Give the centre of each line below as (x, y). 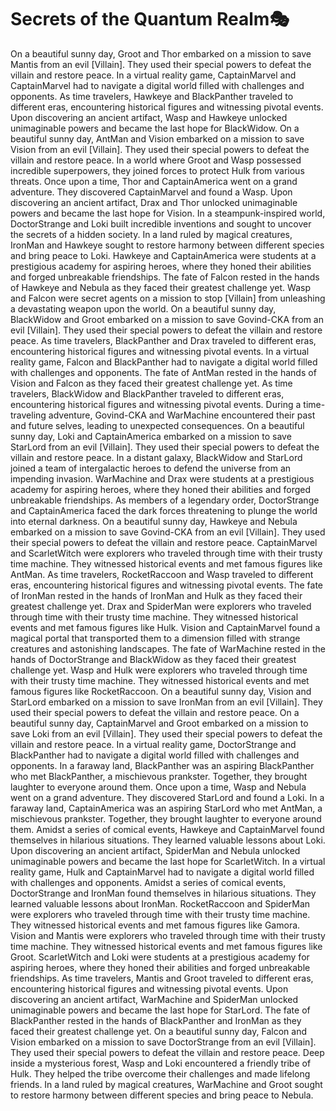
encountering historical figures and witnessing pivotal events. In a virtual (160, 351)
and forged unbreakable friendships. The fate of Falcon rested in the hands (165, 277)
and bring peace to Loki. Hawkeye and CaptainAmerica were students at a (163, 255)
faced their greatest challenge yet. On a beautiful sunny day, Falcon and (158, 1031)
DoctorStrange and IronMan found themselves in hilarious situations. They (163, 893)
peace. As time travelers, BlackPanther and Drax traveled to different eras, (163, 340)
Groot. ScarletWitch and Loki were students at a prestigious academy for (160, 957)
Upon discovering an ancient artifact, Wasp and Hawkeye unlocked (149, 117)
